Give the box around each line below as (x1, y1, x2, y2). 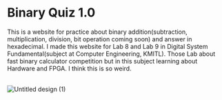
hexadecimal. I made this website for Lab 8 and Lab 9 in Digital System (7, 42, 208, 50)
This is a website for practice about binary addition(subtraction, (7, 28, 188, 36)
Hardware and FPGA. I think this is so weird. (7, 64, 132, 72)
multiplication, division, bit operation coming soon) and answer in (7, 34, 192, 43)
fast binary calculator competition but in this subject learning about (7, 57, 198, 65)
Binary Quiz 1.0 (7, 5, 96, 21)
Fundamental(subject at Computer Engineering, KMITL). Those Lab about (7, 50, 216, 58)
